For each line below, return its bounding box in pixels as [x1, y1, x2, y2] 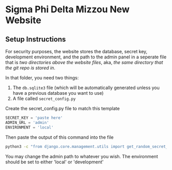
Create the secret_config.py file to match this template [5, 105, 120, 111]
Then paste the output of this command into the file [5, 134, 114, 140]
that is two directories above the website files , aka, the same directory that [5, 59, 163, 65]
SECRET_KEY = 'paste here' [5, 115, 63, 120]
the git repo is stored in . [5, 65, 55, 71]
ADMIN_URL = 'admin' [5, 120, 50, 125]
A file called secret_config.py [12, 96, 76, 101]
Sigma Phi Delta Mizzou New [5, 4, 130, 15]
